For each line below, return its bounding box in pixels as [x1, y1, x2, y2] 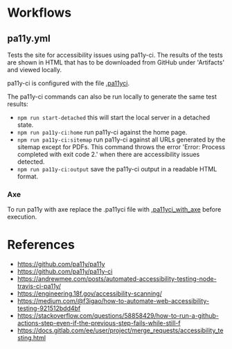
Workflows [7, 5, 71, 21]
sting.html [17, 334, 46, 342]
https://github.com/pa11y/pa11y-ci [17, 267, 113, 275]
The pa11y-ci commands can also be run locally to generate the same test [7, 92, 217, 101]
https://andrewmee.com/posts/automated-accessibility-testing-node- [17, 275, 217, 283]
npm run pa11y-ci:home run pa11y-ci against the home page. [17, 128, 188, 136]
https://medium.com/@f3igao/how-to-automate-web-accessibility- [17, 297, 210, 305]
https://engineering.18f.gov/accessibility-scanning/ [17, 289, 163, 298]
